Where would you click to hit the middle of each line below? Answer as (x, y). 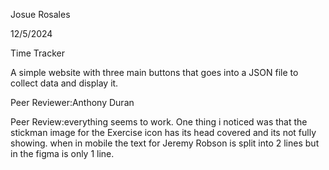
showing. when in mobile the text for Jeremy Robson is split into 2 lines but (165, 143)
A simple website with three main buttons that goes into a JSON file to (154, 72)
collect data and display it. (64, 83)
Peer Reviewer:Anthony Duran (72, 102)
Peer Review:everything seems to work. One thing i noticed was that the (159, 122)
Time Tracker (37, 53)
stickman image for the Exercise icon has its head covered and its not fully (163, 132)
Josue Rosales (40, 14)
